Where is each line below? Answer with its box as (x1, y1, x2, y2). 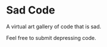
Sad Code (6, 4, 55, 17)
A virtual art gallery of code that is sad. (6, 23, 102, 30)
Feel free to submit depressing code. (6, 34, 96, 41)
